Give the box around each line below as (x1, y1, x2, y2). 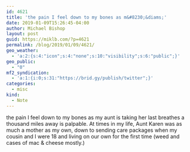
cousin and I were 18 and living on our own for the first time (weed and (6, 132, 180, 140)
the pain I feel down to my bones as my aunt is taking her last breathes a (6, 114, 185, 121)
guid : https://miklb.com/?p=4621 (6, 36, 90, 42)
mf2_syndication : (6, 70, 50, 76)
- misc (11, 86, 28, 92)
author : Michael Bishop (6, 25, 66, 32)
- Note (11, 97, 28, 103)
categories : (6, 81, 36, 87)
